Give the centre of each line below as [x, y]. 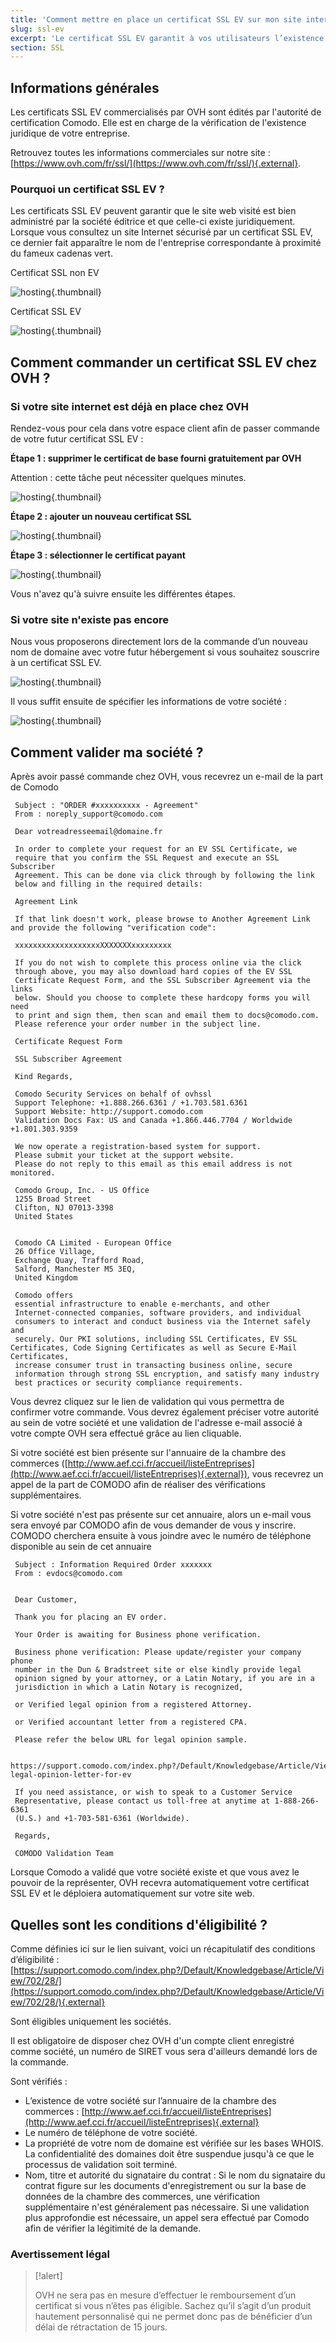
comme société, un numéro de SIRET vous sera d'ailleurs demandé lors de [164, 2051]
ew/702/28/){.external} [58, 2002]
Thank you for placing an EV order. [91, 1617]
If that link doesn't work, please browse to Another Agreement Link [162, 919]
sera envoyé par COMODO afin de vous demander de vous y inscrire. [153, 1525]
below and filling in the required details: [108, 884]
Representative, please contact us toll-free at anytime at [142, 1801]
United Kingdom [46, 1278]
